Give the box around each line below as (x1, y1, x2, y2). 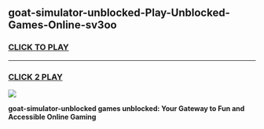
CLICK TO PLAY (8, 42, 69, 53)
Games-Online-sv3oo (8, 19, 117, 32)
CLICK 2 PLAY (8, 71, 63, 82)
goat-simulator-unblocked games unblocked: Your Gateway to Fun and (8, 103, 245, 113)
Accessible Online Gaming (8, 112, 97, 121)
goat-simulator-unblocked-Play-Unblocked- (8, 6, 230, 20)
